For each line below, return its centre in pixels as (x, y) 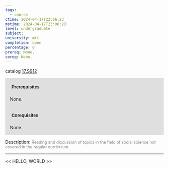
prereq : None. (20, 52)
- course (19, 15)
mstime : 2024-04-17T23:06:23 (36, 24)
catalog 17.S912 (21, 71)
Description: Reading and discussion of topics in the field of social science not (80, 142)
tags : (11, 10)
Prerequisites (26, 87)
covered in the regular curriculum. (37, 147)
